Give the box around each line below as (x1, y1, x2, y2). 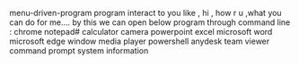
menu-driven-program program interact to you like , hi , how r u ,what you (9, 8, 282, 18)
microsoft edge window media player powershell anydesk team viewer (9, 36, 270, 46)
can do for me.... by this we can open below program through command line (9, 17, 291, 28)
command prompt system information (9, 45, 149, 56)
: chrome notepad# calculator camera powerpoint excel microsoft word (9, 27, 273, 37)
